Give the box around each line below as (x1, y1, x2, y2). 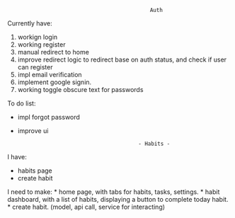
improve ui (17, 127, 49, 134)
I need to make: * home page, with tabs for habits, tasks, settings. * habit (7, 188, 220, 196)
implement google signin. (17, 78, 92, 86)
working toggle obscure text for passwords (17, 86, 144, 93)
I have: (7, 153, 27, 161)
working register (17, 40, 66, 49)
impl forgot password (17, 113, 80, 121)
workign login (17, 33, 58, 41)
